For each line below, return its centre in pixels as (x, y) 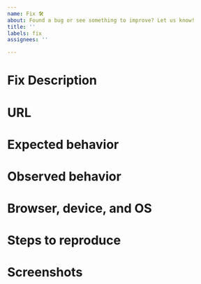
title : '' (22, 27)
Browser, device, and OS (80, 209)
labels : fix (24, 33)
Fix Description (52, 80)
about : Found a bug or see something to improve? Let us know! (101, 20)
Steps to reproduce (64, 240)
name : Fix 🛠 (25, 14)
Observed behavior (65, 176)
